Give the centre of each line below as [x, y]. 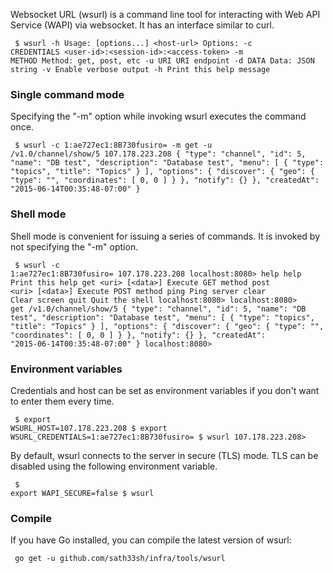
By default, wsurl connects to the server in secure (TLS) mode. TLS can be [164, 455]
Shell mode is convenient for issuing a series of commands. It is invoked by [165, 236]
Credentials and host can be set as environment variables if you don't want [165, 390]
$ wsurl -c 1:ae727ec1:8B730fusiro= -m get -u [113, 145]
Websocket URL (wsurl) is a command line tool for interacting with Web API [165, 14]
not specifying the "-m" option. [74, 246]
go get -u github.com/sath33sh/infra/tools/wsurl [120, 559]
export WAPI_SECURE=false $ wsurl [82, 493]
